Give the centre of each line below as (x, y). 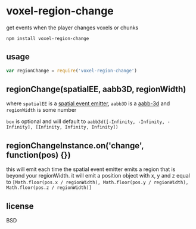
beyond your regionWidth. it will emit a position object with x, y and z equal (98, 176)
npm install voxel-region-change (48, 38)
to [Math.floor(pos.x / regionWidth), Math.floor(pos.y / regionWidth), (97, 182)
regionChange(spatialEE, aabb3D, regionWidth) (96, 89)
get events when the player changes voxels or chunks (72, 28)
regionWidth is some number (41, 110)
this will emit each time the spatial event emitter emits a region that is (91, 169)
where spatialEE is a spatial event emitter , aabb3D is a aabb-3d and (88, 103)
